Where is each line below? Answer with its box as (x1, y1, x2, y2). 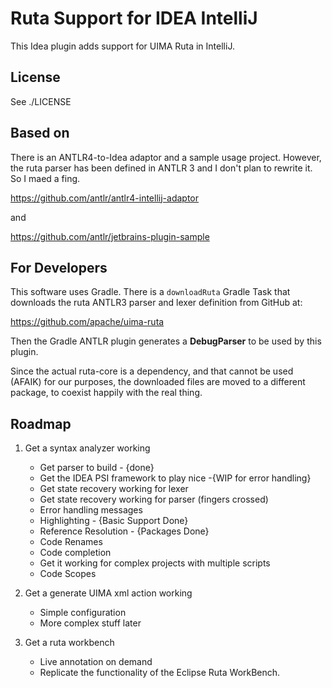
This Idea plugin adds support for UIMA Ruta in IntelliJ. (10, 40, 235, 52)
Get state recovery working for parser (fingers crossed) (39, 493, 269, 506)
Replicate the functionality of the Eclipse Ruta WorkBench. (39, 667, 281, 679)
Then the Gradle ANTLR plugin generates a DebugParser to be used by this (10, 335, 322, 347)
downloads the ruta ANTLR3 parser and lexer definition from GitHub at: (10, 297, 303, 309)
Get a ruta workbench (24, 637, 115, 649)
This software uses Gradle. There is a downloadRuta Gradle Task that (10, 286, 291, 298)
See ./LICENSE (10, 95, 72, 107)
